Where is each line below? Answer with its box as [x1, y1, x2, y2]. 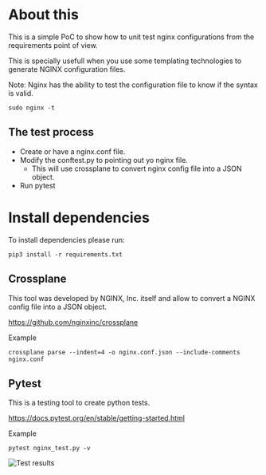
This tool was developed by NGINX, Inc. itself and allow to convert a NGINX [8, 293, 256, 303]
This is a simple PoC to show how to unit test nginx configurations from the [8, 32, 255, 42]
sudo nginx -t [8, 104, 56, 112]
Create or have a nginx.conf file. [19, 146, 126, 156]
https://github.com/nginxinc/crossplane [8, 317, 139, 327]
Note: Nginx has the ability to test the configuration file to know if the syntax [8, 80, 259, 89]
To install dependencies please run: [8, 235, 125, 244]
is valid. [8, 88, 33, 97]
